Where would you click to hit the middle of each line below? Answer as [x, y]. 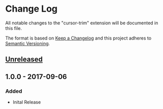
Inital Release [27, 102]
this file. [13, 28]
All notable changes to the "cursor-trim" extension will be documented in [82, 23]
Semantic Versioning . [28, 43]
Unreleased [24, 60]
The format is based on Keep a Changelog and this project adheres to [78, 38]
